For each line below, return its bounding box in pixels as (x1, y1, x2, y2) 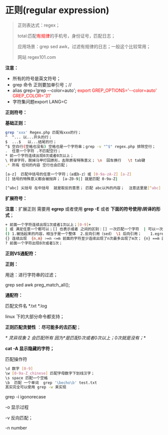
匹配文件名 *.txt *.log (5, 303, 47, 309)
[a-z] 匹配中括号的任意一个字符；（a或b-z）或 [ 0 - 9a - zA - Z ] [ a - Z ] (5, 172, 131, 177)
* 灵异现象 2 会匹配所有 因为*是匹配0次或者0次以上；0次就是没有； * (5, 335, 146, 341)
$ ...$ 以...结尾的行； (5, 139, 57, 144)
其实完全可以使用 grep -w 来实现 (5, 385, 66, 390)
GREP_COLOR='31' (12, 92, 51, 98)
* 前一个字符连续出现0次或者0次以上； (5, 154, 74, 159)
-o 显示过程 (5, 404, 29, 410)
